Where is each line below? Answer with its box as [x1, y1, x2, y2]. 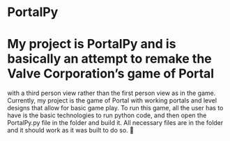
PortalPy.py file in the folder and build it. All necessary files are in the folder [7, 119, 224, 127]
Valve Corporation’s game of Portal [7, 66, 215, 82]
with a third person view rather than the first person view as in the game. [7, 89, 216, 98]
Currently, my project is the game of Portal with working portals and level [7, 96, 217, 105]
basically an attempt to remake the [7, 51, 213, 67]
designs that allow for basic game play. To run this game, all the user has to [7, 104, 224, 112]
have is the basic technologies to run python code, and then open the [7, 111, 207, 119]
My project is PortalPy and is [7, 36, 176, 52]
